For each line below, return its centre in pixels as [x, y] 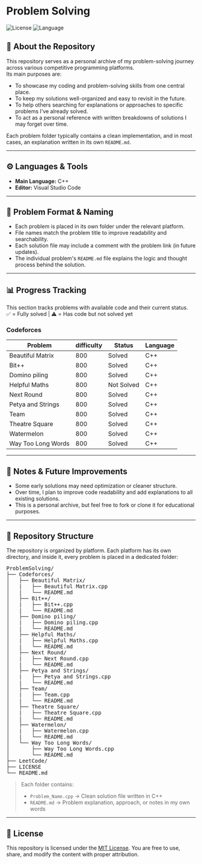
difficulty [89, 345]
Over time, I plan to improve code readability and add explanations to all [104, 492]
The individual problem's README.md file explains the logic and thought [101, 258]
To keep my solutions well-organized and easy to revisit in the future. [100, 98]
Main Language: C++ [42, 181]
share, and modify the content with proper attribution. [73, 854]
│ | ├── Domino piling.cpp [52, 623]
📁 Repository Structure [50, 536]
